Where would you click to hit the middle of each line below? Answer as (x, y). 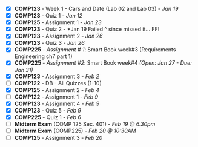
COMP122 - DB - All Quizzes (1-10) (58, 83)
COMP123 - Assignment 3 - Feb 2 (57, 76)
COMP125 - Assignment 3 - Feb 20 (58, 138)
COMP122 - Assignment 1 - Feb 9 (56, 97)
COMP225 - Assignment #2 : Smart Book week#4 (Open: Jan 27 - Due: (103, 63)
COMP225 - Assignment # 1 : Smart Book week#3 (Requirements (95, 50)
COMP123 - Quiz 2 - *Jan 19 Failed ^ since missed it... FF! (87, 29)
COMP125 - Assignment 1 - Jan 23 (58, 22)
